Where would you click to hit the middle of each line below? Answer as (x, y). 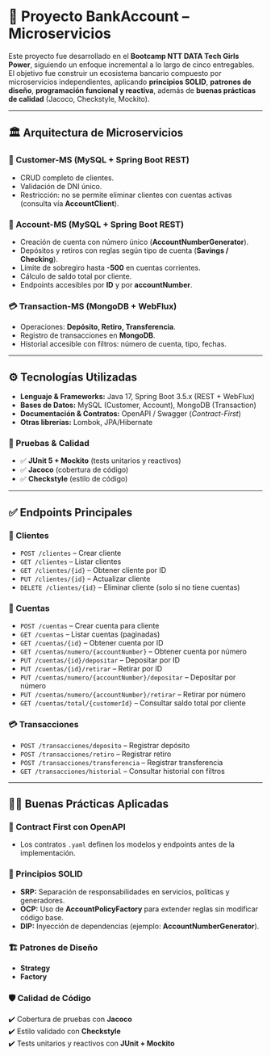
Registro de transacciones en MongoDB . (88, 335)
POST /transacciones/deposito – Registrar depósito (105, 745)
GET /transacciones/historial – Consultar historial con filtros (123, 771)
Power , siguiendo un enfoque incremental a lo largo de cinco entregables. (131, 65)
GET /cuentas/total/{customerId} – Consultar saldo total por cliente (133, 703)
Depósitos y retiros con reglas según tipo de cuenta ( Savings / (124, 250)
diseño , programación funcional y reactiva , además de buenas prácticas (132, 90)
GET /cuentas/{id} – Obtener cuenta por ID (92, 643)
